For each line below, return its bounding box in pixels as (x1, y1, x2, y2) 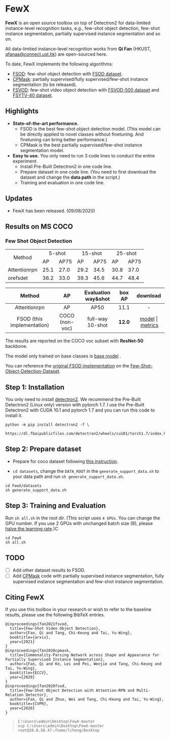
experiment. (12, 158, 38, 164)
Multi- (136, 688, 151, 693)
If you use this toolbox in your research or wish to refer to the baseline (5, 606, 152, 612)
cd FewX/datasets (5, 483, 42, 488)
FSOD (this (17, 315, 43, 322)
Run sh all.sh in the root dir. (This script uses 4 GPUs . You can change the (5, 515, 160, 521)
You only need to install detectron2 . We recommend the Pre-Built (5, 396, 141, 402)
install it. (5, 413, 23, 419)
